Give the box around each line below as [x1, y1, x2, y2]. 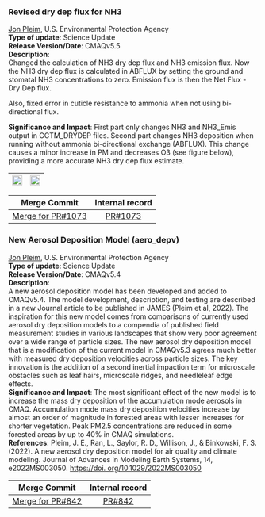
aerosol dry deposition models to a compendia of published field [8, 320, 220, 329]
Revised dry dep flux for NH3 [8, 6, 122, 17]
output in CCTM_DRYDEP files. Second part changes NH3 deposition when [8, 131, 254, 140]
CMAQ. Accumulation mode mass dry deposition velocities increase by [8, 404, 240, 414]
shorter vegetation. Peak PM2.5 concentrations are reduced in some [8, 421, 232, 431]
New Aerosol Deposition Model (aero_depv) [8, 235, 180, 246]
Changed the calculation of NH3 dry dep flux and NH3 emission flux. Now [8, 58, 250, 67]
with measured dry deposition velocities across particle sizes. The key [8, 354, 238, 363]
